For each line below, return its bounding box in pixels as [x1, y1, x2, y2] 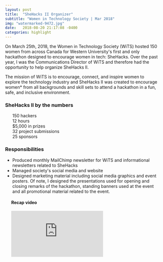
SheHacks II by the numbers [5, 102, 73, 108]
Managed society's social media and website [12, 167, 103, 173]
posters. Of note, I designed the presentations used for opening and [12, 178, 150, 184]
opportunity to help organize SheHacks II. [5, 64, 89, 70]
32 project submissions [12, 129, 60, 134]
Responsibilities [5, 146, 44, 153]
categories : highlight [5, 30, 51, 35]
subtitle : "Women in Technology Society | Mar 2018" [5, 16, 115, 21]
